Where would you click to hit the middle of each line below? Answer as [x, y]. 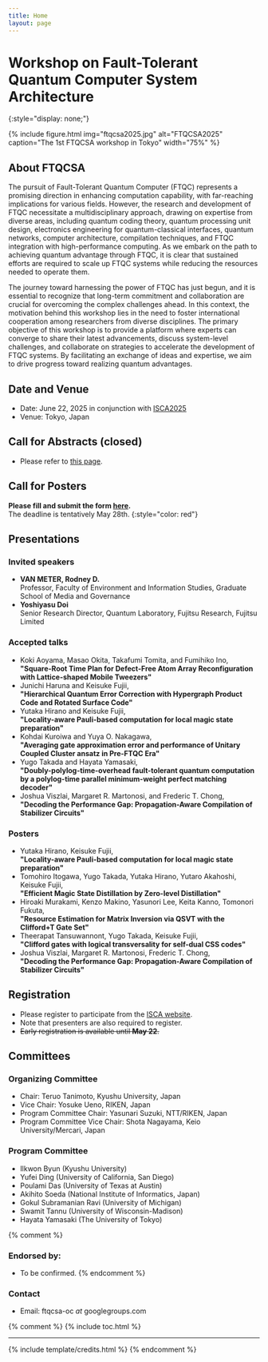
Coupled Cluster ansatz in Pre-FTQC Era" [90, 753]
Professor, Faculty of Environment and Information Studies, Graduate [133, 587]
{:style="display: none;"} [49, 119]
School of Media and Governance [75, 596]
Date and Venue [49, 389]
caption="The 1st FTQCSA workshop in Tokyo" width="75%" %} [114, 143]
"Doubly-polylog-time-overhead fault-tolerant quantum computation [137, 770]
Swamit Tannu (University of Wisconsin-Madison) [101, 1211]
